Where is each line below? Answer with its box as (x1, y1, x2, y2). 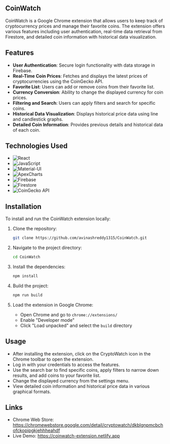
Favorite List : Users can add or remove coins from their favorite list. (12, 83, 155, 90)
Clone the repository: (12, 226, 57, 232)
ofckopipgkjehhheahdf (12, 427, 60, 434)
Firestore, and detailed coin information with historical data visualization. (5, 34, 157, 40)
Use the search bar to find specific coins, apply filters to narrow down (12, 367, 159, 373)
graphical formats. (12, 389, 51, 395)
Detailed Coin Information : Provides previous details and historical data (12, 122, 163, 128)
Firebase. (12, 67, 32, 73)
